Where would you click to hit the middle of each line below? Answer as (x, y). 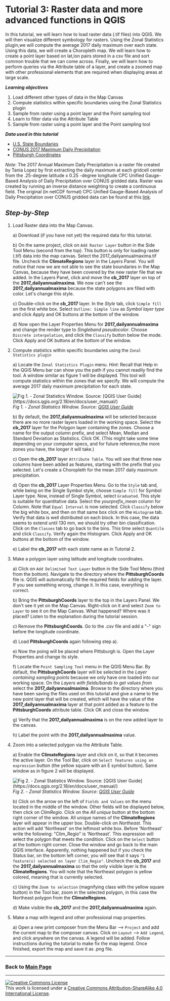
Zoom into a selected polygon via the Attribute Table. (68, 745)
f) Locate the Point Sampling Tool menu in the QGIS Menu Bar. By (81, 666)
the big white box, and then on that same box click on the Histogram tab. (88, 512)
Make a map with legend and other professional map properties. (79, 917)
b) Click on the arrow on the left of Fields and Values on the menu (82, 801)
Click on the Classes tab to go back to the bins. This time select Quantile (88, 528)
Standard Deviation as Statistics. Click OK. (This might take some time (86, 438)
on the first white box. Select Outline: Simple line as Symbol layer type (88, 309)
